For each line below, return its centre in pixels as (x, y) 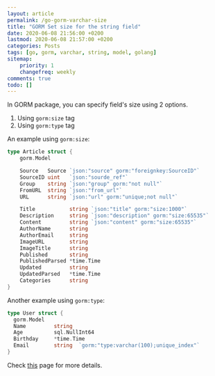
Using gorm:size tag (46, 118)
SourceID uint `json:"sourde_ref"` (74, 177)
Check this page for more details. (55, 365)
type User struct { (35, 313)
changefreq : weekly (48, 72)
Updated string (54, 268)
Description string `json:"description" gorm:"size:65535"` (114, 216)
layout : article (31, 14)
